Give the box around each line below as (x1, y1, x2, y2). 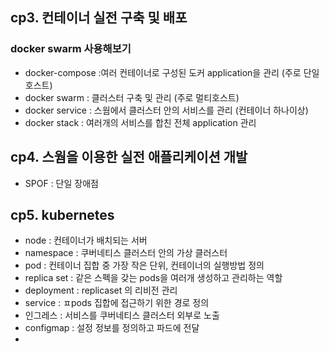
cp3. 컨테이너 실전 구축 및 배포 (10, 9, 188, 27)
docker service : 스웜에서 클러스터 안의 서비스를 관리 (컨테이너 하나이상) (24, 104, 309, 116)
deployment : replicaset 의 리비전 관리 (24, 284, 178, 297)
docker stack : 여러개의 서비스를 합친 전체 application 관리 (24, 116, 257, 128)
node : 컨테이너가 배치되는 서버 (24, 234, 148, 247)
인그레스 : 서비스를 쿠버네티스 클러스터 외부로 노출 (24, 309, 220, 322)
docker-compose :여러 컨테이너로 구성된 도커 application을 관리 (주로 (24, 66, 302, 78)
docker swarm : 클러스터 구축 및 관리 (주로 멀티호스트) (24, 91, 240, 103)
